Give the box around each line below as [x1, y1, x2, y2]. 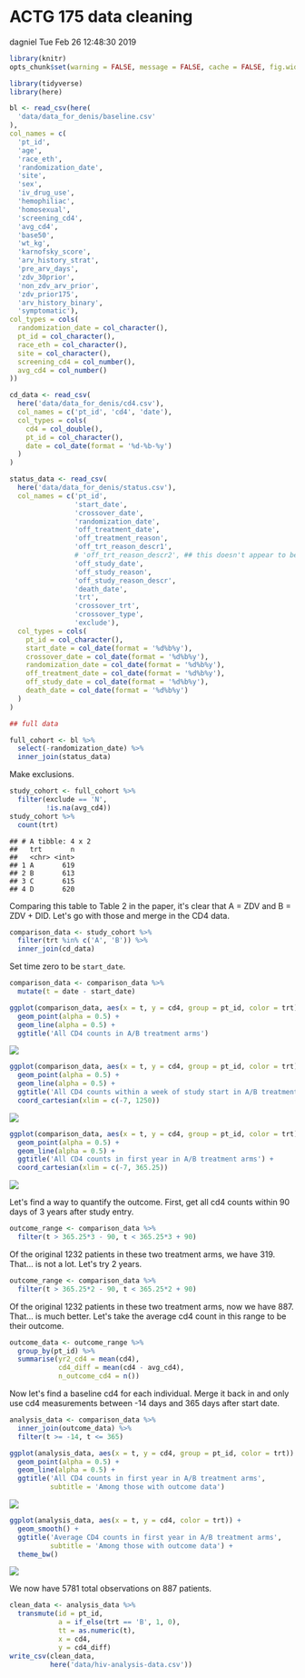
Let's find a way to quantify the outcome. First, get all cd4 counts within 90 [9, 1197, 290, 1208]
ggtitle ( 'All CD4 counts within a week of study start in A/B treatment [17, 1088, 299, 1097]
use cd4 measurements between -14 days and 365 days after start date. [9, 1398, 280, 1409]
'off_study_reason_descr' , [74, 575, 177, 585]
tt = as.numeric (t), [57, 1626, 136, 1635]
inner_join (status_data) [17, 753, 112, 762]
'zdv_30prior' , [17, 273, 75, 282]
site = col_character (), [17, 348, 112, 358]
